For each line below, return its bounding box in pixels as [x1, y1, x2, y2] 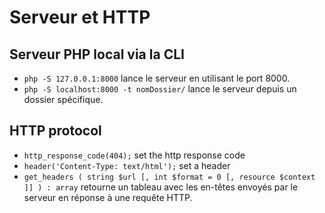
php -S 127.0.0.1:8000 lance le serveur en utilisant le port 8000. [23, 72, 291, 84]
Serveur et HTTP [9, 6, 151, 29]
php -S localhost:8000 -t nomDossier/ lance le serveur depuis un [23, 83, 297, 95]
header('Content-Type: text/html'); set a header [23, 159, 231, 171]
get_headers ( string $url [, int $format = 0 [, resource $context [23, 172, 316, 182]
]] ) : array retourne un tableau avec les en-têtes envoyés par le [23, 181, 299, 193]
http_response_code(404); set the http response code [23, 149, 246, 161]
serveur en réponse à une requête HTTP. [23, 191, 193, 203]
